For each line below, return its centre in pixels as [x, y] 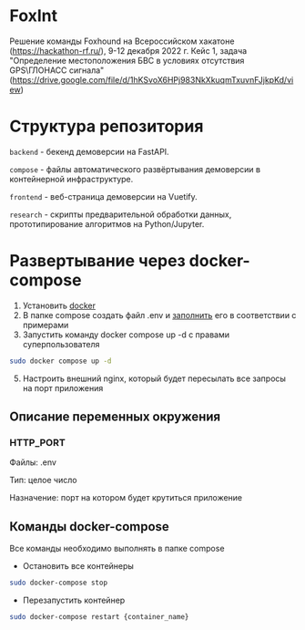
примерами [46, 325]
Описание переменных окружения [115, 417]
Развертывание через [97, 261]
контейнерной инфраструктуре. [71, 179]
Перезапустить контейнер [74, 600]
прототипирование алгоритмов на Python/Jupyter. [107, 223]
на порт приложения [63, 387]
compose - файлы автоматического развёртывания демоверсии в [135, 169]
